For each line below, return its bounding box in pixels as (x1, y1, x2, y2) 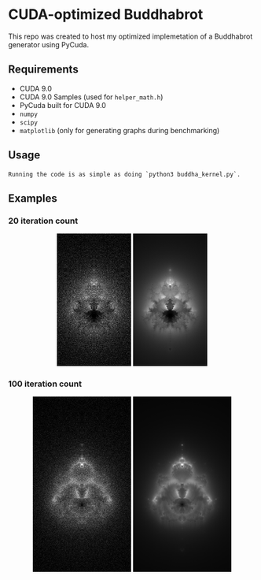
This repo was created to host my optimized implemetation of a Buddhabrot (8, 32, 253, 41)
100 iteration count (8, 378, 83, 389)
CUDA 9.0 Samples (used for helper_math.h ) (19, 92, 164, 102)
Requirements (8, 63, 79, 76)
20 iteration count (8, 215, 79, 226)
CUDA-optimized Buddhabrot (8, 6, 204, 24)
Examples (8, 191, 57, 205)
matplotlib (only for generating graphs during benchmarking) (19, 125, 220, 135)
